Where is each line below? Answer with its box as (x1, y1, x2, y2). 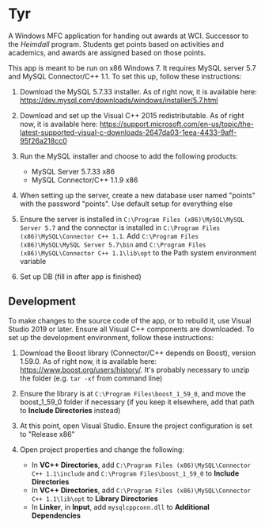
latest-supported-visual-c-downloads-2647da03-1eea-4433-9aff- (19, 128, 237, 137)
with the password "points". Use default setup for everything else (19, 199, 233, 209)
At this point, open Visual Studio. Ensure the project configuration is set (19, 421, 253, 430)
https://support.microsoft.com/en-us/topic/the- (99, 119, 255, 128)
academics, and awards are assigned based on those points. (8, 48, 206, 57)
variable (19, 256, 47, 266)
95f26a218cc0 (19, 136, 67, 145)
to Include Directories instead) (19, 405, 121, 415)
